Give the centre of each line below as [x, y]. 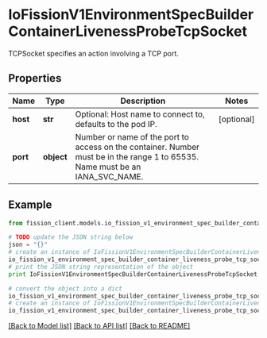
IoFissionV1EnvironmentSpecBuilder [131, 15]
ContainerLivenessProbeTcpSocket [128, 31]
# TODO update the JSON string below [71, 237]
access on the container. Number [137, 147]
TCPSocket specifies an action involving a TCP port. [93, 53]
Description [143, 101]
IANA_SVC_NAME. [109, 176]
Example [30, 205]
